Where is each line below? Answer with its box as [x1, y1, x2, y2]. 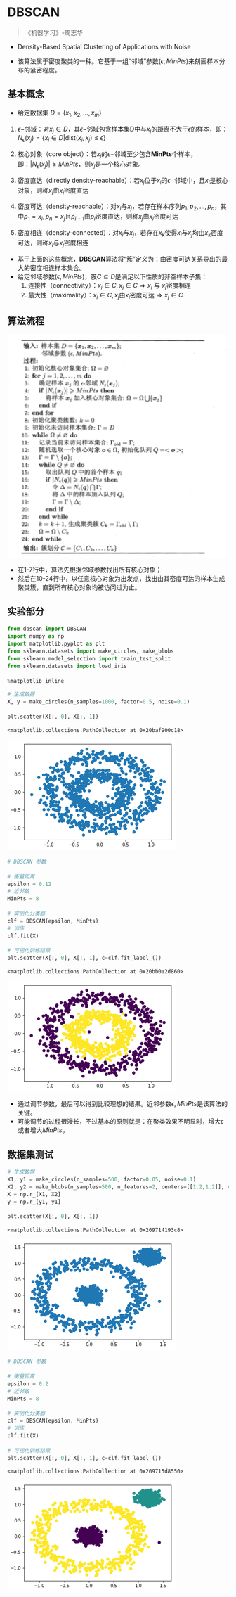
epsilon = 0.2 [7, 1380, 49, 1387]
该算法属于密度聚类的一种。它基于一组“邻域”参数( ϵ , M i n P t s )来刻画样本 [17, 57, 220, 65]
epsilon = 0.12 [7, 880, 52, 887]
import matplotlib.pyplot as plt [7, 641, 105, 648]
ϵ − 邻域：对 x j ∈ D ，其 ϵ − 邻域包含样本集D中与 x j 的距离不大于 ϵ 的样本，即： [17, 124, 228, 134]
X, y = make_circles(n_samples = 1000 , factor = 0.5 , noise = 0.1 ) [7, 698, 190, 705]
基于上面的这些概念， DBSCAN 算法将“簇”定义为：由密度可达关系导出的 [17, 255, 222, 263]
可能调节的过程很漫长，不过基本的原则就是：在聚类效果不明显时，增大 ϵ [17, 1117, 224, 1126]
